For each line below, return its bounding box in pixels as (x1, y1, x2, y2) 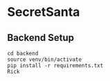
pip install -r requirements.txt (7, 62, 104, 69)
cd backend (7, 50, 39, 57)
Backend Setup (7, 32, 75, 44)
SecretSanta (7, 4, 80, 20)
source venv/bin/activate (7, 56, 82, 63)
